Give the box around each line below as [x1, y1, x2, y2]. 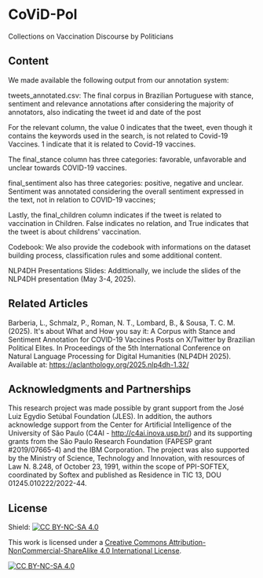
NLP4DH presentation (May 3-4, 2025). [8, 274, 136, 283]
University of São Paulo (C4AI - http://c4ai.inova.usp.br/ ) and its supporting [8, 428, 253, 438]
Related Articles [8, 297, 89, 310]
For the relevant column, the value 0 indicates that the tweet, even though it [8, 122, 253, 132]
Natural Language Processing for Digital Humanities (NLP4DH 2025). [8, 351, 232, 361]
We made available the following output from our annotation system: [8, 75, 229, 84]
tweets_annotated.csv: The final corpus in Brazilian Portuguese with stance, [8, 91, 254, 100]
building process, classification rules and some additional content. [8, 250, 222, 260]
